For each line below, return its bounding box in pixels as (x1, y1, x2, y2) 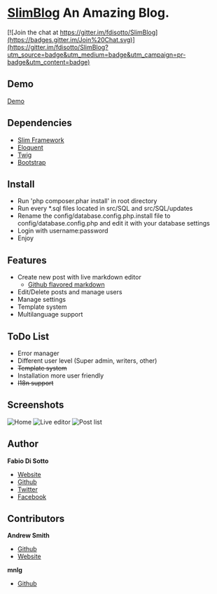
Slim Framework (17, 135, 64, 144)
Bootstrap (17, 158, 46, 166)
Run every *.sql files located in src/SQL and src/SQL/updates (17, 205, 193, 213)
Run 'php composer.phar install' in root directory (17, 197, 157, 205)
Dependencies (7, 117, 72, 129)
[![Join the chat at (7, 28, 59, 36)
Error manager (17, 349, 59, 357)
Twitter (17, 485, 38, 493)
